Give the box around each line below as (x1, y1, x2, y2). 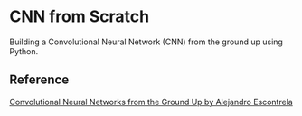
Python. (9, 45, 39, 56)
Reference (9, 72, 70, 88)
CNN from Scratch (9, 6, 150, 27)
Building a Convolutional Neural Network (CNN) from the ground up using (9, 36, 283, 47)
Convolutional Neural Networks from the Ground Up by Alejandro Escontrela (9, 96, 294, 107)
